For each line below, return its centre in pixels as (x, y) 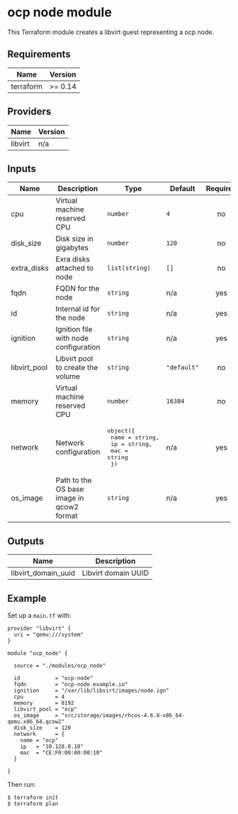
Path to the (74, 480)
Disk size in (74, 239)
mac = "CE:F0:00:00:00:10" (61, 753)
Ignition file (74, 330)
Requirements (39, 54)
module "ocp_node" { (38, 653)
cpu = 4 (39, 697)
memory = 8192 (44, 703)
